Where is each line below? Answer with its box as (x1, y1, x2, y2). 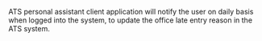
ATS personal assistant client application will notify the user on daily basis (8, 7, 254, 16)
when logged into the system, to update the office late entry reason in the (8, 15, 252, 25)
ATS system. (8, 24, 50, 33)
